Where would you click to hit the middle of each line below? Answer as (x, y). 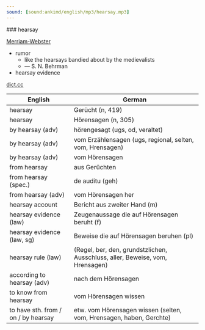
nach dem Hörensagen (106, 279)
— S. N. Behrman (46, 66)
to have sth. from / (36, 310)
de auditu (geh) (96, 181)
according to (27, 274)
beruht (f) (88, 222)
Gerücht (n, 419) (98, 109)
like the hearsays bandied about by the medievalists (89, 59)
